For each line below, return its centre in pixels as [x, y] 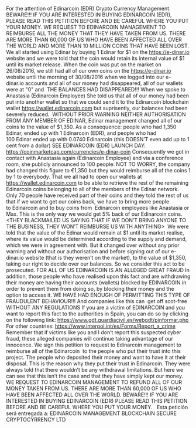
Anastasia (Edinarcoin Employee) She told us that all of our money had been [97, 96]
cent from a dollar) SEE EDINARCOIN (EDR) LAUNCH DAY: [76, 145]
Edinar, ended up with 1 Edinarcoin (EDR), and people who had [81, 133]
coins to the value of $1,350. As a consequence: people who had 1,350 [91, 127]
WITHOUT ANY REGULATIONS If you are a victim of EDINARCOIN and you [96, 308]
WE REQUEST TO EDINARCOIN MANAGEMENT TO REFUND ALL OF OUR [94, 382]
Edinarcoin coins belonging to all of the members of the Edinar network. [93, 189]
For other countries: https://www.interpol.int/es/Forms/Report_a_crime [91, 326]
